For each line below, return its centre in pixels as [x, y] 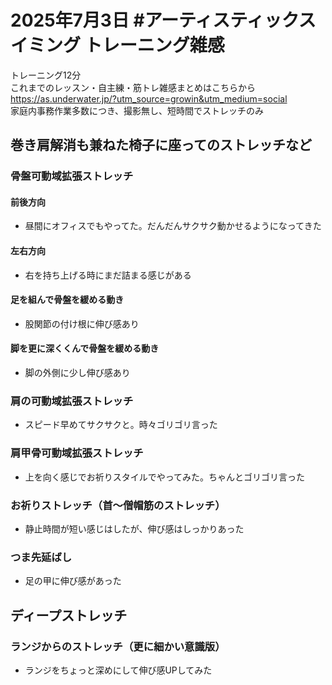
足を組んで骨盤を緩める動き [67, 300]
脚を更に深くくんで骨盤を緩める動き [85, 348]
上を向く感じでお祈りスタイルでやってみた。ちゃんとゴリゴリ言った [165, 477]
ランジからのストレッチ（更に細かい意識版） [118, 646]
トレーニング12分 [46, 75]
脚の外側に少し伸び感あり [77, 373]
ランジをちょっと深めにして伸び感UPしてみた [118, 670]
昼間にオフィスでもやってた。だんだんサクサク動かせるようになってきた [173, 226]
